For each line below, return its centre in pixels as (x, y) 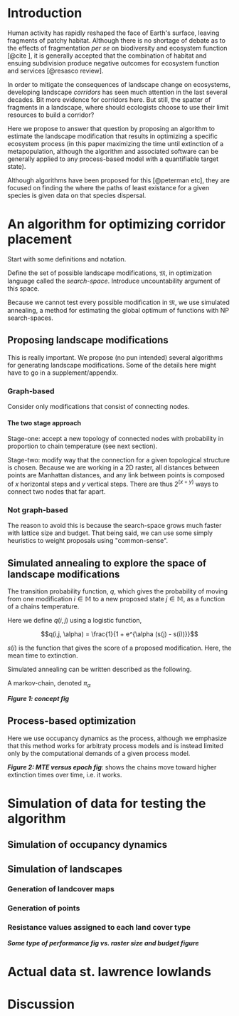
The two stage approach (44, 423)
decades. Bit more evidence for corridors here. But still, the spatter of (109, 99)
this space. (23, 288)
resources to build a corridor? (51, 115)
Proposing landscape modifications (88, 340)
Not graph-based (38, 509)
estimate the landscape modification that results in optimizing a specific (113, 136)
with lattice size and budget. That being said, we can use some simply (110, 533)
